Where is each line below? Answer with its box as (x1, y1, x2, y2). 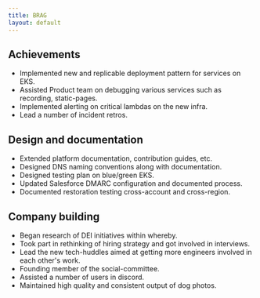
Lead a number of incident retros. (19, 111, 128, 120)
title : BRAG (8, 11, 47, 20)
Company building (8, 209, 100, 223)
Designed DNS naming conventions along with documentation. (19, 162, 222, 172)
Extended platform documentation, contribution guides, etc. (19, 154, 213, 163)
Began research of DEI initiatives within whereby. (19, 231, 178, 240)
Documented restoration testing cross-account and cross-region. (19, 187, 231, 197)
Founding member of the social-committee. (19, 263, 160, 273)
